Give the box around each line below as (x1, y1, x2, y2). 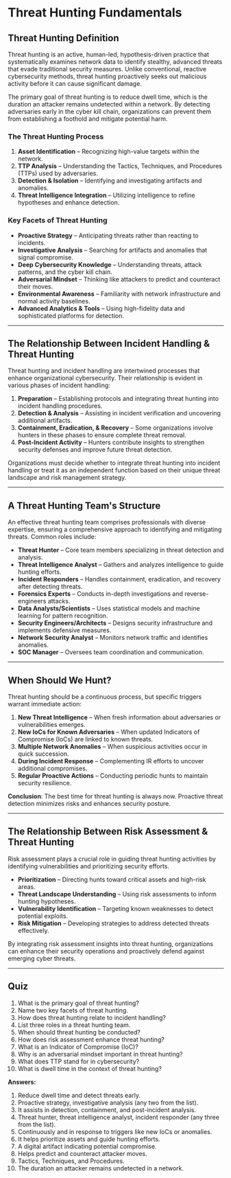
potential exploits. (17, 912, 68, 920)
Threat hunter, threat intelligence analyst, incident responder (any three (17, 1113, 220, 1121)
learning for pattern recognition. (17, 612, 108, 620)
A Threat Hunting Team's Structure (8, 500, 161, 511)
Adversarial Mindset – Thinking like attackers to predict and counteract (17, 275, 221, 283)
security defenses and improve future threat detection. (17, 446, 173, 454)
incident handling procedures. (17, 402, 103, 410)
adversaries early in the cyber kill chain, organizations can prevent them (8, 108, 212, 115)
